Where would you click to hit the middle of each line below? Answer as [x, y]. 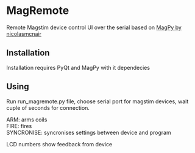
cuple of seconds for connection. [48, 107]
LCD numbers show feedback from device [59, 144]
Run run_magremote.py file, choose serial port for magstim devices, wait [97, 101]
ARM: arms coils [27, 120]
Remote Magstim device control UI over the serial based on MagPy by [94, 27]
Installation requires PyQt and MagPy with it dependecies [78, 67]
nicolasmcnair [24, 33]
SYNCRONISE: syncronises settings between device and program [89, 132]
